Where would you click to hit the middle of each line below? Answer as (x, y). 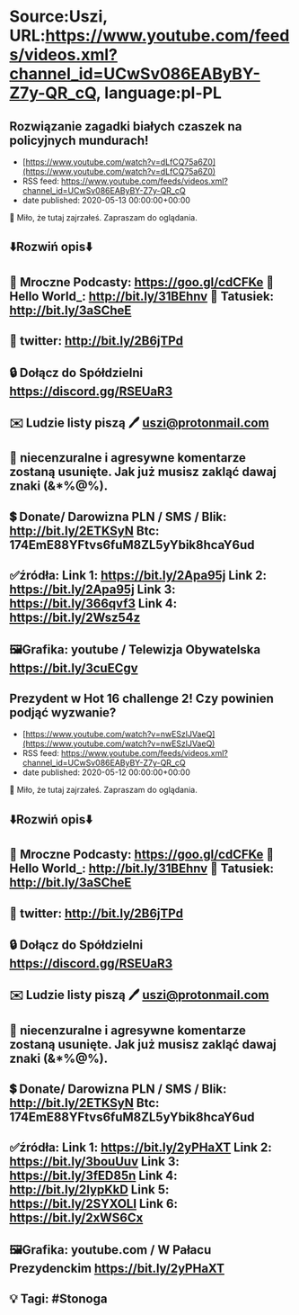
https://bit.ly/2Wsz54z (75, 618)
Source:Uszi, (58, 17)
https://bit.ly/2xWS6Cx (76, 1218)
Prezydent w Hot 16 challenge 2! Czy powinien (141, 698)
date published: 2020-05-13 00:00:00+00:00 (106, 200)
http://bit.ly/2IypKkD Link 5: (89, 1190)
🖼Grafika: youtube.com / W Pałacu (110, 1250)
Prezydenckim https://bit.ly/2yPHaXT (117, 1268)
